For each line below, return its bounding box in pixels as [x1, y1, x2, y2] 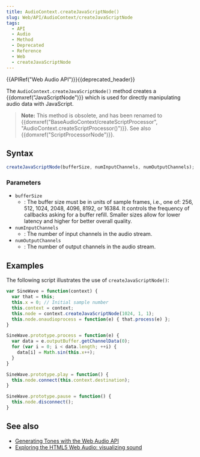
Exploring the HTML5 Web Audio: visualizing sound [14, 443, 142, 451]
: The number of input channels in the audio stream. [23, 230, 153, 238]
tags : [6, 20, 20, 26]
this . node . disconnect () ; [11, 399, 74, 405]
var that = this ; [11, 294, 55, 300]
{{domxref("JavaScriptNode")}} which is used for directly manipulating [6, 94, 181, 101]
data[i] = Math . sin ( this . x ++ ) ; [17, 349, 95, 355]
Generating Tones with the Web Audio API [14, 437, 119, 444]
